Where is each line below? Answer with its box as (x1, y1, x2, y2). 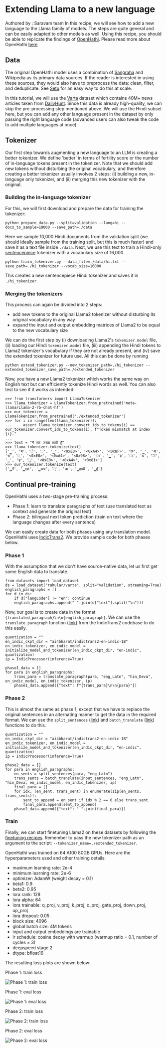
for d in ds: (5, 592, 32, 597)
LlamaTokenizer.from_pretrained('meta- (54, 401, 137, 406)
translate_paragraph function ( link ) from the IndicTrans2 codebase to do (5, 620, 155, 626)
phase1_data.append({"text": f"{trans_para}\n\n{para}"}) (14, 683, 137, 688)
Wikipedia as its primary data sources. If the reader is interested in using (5, 74, 154, 81)
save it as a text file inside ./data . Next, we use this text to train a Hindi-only (5, 244, 162, 250)
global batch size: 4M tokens (12, 923, 72, 929)
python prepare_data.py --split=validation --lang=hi (5, 220, 120, 225)
